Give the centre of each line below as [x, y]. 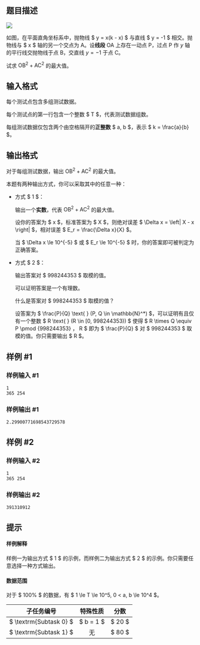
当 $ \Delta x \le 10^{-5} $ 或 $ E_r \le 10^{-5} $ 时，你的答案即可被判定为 [104, 243]
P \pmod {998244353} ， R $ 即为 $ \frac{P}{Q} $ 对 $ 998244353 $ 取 [103, 329]
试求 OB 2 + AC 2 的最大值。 [39, 65]
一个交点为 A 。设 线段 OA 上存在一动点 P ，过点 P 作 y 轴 [121, 45]
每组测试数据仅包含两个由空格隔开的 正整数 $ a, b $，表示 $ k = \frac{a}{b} [98, 127]
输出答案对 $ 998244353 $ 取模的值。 [62, 275]
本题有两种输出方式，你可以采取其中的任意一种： [66, 184]
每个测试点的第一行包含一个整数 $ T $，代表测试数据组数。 [79, 114]
